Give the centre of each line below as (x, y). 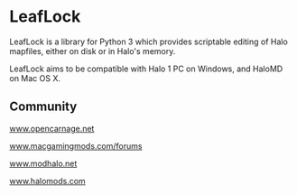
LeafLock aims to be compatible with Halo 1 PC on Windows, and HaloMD (146, 69)
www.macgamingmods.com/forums (76, 145)
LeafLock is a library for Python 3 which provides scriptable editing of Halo (149, 42)
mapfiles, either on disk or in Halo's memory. (93, 51)
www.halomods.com (47, 181)
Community (43, 107)
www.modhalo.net (43, 163)
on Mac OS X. (35, 78)
